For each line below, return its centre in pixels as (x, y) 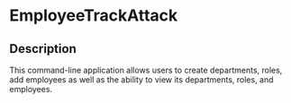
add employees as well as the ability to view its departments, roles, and (141, 80)
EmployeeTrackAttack (94, 16)
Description (43, 49)
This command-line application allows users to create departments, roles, (146, 70)
